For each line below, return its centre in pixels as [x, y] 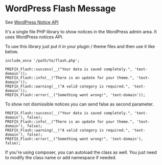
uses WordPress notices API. [34, 37]
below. [12, 52]
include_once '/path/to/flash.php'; [42, 60]
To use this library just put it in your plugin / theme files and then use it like [80, 46]
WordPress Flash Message [60, 9]
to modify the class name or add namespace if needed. [61, 157]
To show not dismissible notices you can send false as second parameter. [80, 104]
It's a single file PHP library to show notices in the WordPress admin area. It [81, 31]
